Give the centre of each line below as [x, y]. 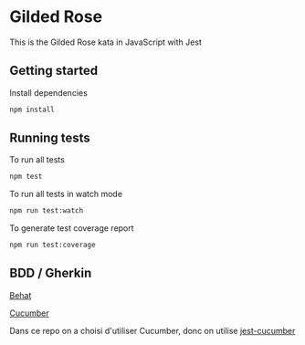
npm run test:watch [47, 211]
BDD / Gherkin [51, 273]
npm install [32, 110]
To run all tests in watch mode [66, 194]
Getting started [54, 71]
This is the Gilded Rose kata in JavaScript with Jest [106, 42]
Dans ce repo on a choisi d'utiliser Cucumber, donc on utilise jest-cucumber [152, 330]
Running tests [50, 138]
